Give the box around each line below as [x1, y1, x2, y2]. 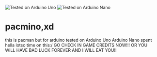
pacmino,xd [5, 22, 54, 32]
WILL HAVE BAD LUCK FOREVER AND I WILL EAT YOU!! [5, 47, 117, 53]
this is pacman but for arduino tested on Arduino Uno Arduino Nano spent [5, 37, 152, 43]
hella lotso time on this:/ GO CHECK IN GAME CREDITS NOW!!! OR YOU [5, 42, 148, 48]
